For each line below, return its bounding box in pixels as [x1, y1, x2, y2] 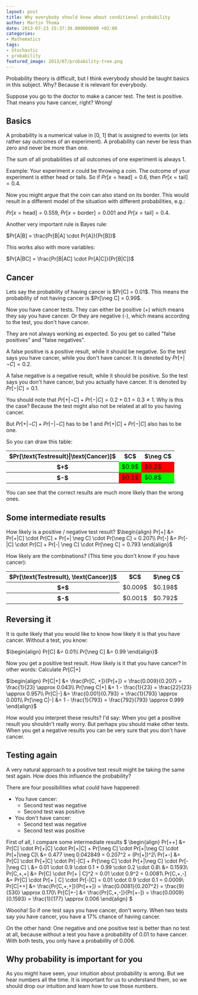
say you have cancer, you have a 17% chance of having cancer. [6, 912, 161, 920]
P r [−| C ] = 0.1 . [6, 385, 40, 392]
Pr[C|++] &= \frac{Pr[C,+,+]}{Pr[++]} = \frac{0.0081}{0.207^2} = [6, 882, 164, 889]
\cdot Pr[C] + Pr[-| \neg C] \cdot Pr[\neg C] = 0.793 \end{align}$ [14, 541, 173, 548]
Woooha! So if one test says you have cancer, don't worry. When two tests [6, 907, 188, 914]
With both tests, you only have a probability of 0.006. [6, 937, 135, 944]
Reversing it [6, 614, 51, 625]
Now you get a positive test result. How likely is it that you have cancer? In [6, 660, 187, 667]
